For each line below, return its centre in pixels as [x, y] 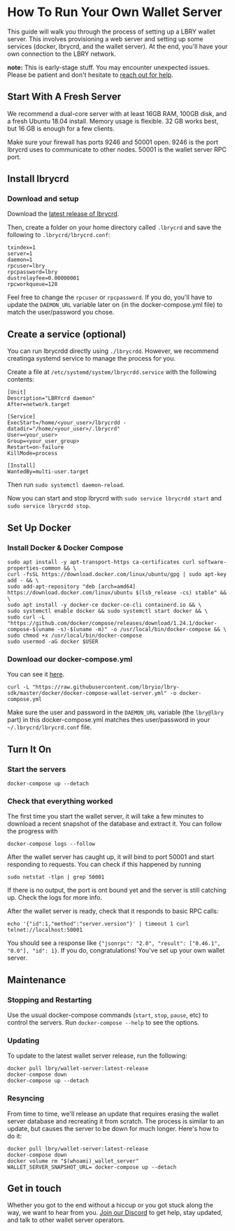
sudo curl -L [26, 617]
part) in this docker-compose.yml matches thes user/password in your [109, 720]
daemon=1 [20, 260]
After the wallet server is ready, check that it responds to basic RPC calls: [113, 911]
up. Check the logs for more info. [55, 898]
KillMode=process [33, 454]
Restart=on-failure [36, 447]
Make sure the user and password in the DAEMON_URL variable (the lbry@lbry [115, 712]
